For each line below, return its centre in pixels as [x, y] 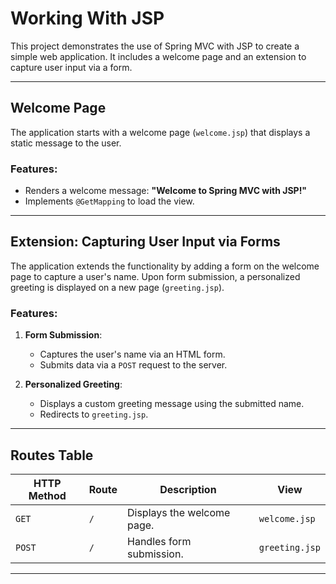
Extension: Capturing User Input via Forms [145, 242]
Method [47, 495]
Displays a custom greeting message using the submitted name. [172, 404]
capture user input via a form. [71, 67]
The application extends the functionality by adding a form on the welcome [165, 266]
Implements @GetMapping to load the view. [109, 201]
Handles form [159, 541]
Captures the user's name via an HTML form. [132, 354]
